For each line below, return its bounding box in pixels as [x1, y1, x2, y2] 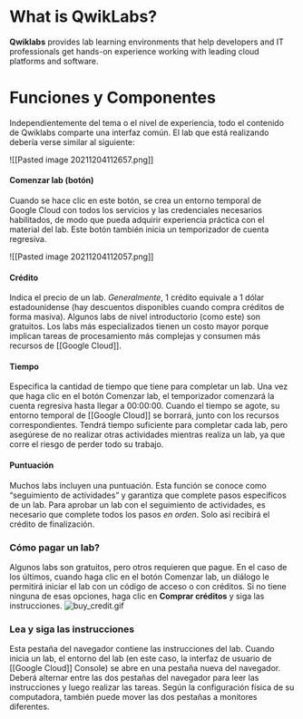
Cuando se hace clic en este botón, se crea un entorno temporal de [9, 195, 262, 206]
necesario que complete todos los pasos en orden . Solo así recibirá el [9, 509, 270, 520]
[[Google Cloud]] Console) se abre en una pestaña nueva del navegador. [9, 663, 281, 674]
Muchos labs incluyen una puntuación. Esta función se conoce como [9, 480, 268, 491]
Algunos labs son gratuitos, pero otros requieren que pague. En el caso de [9, 561, 288, 572]
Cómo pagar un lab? [9, 541, 100, 554]
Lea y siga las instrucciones [9, 623, 134, 636]
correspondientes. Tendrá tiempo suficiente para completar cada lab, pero [9, 420, 288, 431]
